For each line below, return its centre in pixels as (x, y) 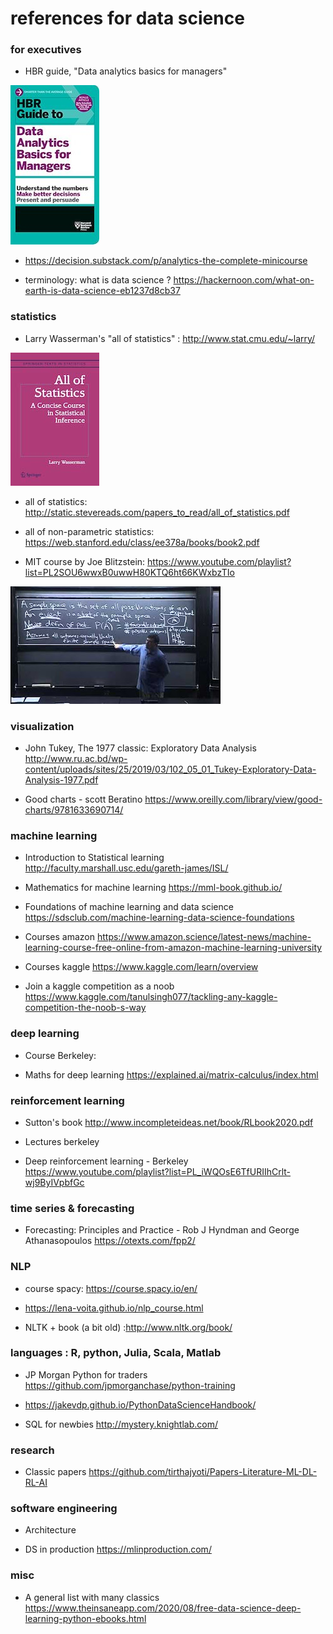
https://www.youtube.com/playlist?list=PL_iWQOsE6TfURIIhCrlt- (158, 1171)
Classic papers (55, 1472)
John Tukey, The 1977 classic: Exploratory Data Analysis (140, 748)
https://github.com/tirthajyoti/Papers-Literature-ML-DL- (203, 1472)
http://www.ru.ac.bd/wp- (76, 759)
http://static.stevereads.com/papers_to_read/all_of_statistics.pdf (157, 512)
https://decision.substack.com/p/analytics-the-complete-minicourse (166, 261)
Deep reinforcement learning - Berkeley (106, 1161)
